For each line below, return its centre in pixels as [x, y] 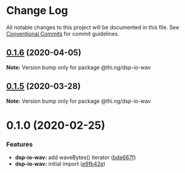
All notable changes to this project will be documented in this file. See [93, 27]
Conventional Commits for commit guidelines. [63, 33]
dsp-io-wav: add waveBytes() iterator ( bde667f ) [75, 157]
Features [20, 144]
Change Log [37, 11]
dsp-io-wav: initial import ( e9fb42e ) [60, 164]
